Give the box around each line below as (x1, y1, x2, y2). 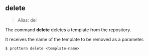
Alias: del (17, 17, 37, 23)
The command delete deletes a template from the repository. (5, 27, 131, 33)
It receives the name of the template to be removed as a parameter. (5, 36, 144, 42)
